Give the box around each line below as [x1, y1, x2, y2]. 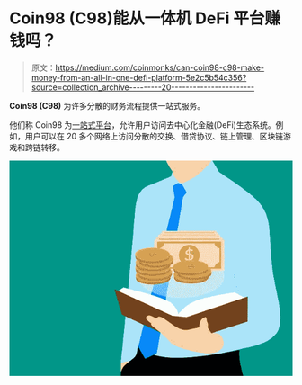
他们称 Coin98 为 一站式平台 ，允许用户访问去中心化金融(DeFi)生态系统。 [9, 119, 276, 130]
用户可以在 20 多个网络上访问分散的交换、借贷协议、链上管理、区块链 [24, 130, 284, 141]
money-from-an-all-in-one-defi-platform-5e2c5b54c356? [31, 72, 247, 83]
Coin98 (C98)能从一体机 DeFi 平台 [9, 8, 265, 29]
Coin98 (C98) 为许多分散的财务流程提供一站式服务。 [9, 100, 206, 111]
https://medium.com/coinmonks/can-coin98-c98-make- [55, 62, 265, 73]
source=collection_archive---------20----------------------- [31, 82, 254, 93]
